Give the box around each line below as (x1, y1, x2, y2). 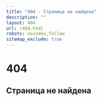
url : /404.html (6, 25, 44, 31)
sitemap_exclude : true (6, 36, 62, 42)
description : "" (6, 14, 46, 20)
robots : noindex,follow (6, 31, 65, 37)
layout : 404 (6, 20, 36, 26)
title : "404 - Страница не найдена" (6, 8, 97, 15)
